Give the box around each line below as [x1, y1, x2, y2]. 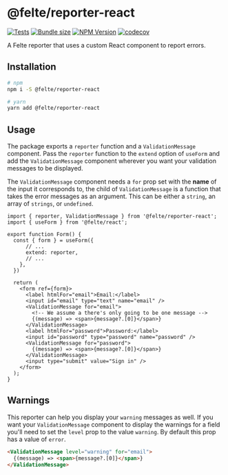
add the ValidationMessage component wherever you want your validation [7, 157, 217, 165]
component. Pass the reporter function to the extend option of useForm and [7, 150, 220, 158]
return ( [13, 280, 39, 287]
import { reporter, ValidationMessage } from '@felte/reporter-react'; [7, 213, 217, 220]
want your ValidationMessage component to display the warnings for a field [7, 420, 220, 429]
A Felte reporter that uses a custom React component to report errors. [7, 41, 207, 49]
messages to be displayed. [7, 164, 83, 173]
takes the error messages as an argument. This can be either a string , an [7, 192, 216, 201]
